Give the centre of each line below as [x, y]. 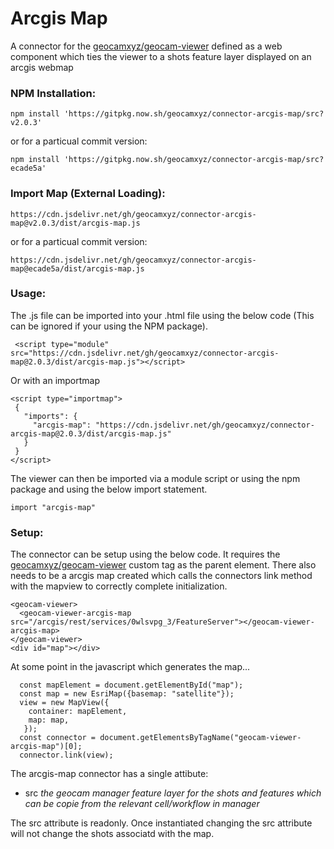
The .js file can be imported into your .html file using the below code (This [162, 315]
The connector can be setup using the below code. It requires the [145, 554]
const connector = [58, 738]
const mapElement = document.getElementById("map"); [131, 685]
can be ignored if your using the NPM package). [109, 326]
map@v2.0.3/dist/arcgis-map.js [75, 223]
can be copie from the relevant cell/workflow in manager [142, 804]
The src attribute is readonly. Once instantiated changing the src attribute [161, 823]
